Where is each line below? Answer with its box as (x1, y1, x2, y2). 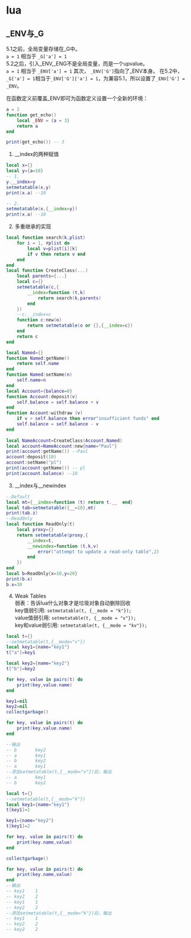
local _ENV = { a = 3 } (17, 118, 70, 123)
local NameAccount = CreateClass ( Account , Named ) (6, 438, 123, 444)
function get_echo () (6, 112, 57, 118)
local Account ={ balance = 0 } (6, 388, 73, 394)
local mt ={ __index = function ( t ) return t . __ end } (6, 499, 133, 505)
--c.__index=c (17, 311, 51, 318)
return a (17, 123, 38, 129)
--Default (6, 494, 31, 500)
